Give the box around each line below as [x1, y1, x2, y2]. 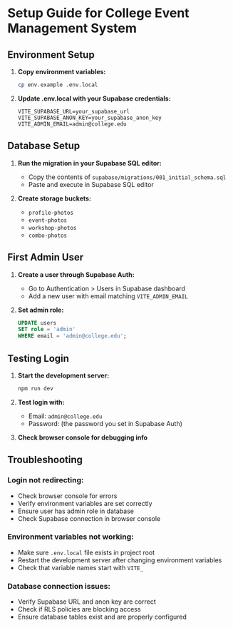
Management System [7, 20, 138, 36]
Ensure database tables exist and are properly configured [17, 612, 187, 622]
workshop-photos [28, 224, 77, 231]
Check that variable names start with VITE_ [17, 563, 144, 572]
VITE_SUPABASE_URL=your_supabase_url [17, 108, 130, 115]
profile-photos [28, 209, 73, 216]
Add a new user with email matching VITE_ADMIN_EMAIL [28, 291, 188, 300]
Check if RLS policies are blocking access [17, 605, 141, 614]
